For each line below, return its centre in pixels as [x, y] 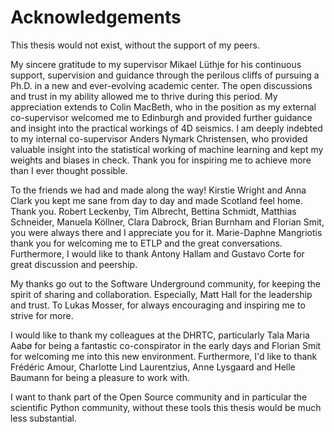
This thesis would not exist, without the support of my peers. [135, 45]
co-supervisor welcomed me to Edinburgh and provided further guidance [161, 117]
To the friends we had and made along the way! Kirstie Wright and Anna [158, 190]
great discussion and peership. [74, 264]
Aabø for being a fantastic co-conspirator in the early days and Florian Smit [166, 345]
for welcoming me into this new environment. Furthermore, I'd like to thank [164, 356]
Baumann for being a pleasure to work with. [100, 377]
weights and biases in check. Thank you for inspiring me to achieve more [161, 160]
